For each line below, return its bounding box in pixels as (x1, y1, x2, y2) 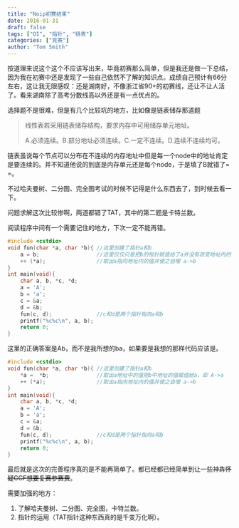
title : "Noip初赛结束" (7, 10, 70, 18)
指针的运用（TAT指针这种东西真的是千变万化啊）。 (17, 513, 164, 522)
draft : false (7, 24, 46, 31)
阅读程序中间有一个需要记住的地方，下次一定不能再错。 (7, 224, 169, 232)
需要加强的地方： (7, 489, 58, 497)
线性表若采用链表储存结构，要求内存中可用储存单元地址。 (24, 121, 193, 129)
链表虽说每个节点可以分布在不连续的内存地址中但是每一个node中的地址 (7, 151, 216, 160)
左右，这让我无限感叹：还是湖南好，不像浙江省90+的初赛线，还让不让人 (7, 82, 219, 90)
